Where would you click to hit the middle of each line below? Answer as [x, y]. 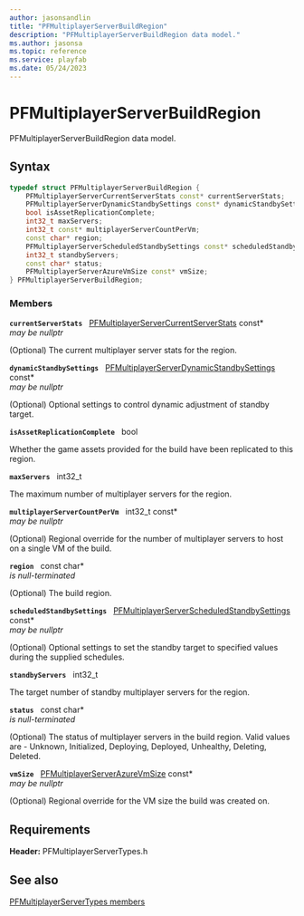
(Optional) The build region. [61, 593]
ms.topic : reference [48, 52]
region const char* [47, 566]
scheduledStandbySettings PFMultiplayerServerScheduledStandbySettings [150, 611]
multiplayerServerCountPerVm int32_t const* [94, 512]
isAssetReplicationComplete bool [74, 432]
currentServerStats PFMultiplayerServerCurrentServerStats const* [137, 323]
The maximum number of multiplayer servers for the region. [121, 494]
